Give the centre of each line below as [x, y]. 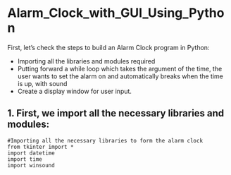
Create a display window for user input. [75, 91]
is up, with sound [42, 83]
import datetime [31, 153]
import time [25, 159]
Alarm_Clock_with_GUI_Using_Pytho [116, 13]
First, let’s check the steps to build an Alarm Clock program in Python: [108, 47]
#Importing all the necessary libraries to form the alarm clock [105, 140]
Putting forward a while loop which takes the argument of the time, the [120, 68]
